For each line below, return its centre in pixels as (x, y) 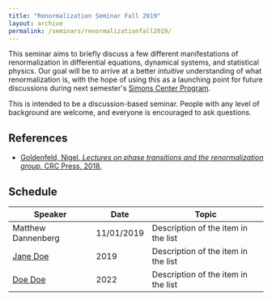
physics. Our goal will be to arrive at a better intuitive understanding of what (135, 71)
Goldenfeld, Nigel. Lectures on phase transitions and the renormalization (142, 158)
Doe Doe (29, 280)
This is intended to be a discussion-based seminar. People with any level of (134, 104)
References (38, 138)
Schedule (33, 191)
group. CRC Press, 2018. (61, 166)
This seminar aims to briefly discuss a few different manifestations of (123, 54)
